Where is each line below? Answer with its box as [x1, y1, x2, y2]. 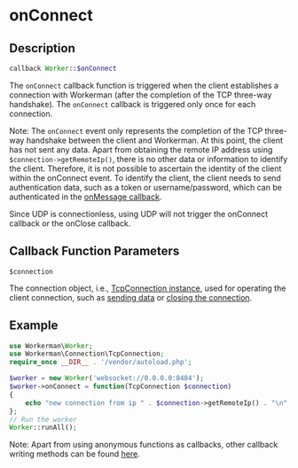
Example [9, 318, 59, 333]
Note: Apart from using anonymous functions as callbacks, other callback [9, 440, 278, 450]
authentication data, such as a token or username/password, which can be [9, 182, 282, 192]
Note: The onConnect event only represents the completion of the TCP [9, 125, 263, 136]
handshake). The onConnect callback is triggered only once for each [9, 98, 256, 109]
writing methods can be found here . [9, 448, 140, 459]
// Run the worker [9, 415, 77, 424]
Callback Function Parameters [9, 244, 180, 259]
